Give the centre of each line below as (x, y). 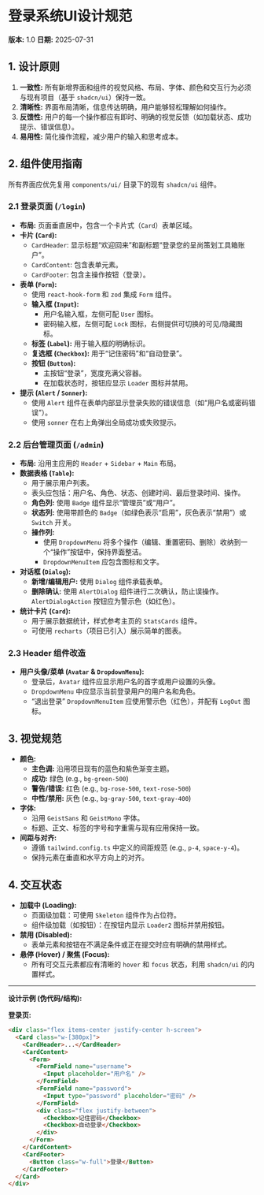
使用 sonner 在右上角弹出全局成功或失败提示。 (106, 422)
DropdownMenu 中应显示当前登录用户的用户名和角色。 (115, 691)
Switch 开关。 (53, 523)
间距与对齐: (38, 838)
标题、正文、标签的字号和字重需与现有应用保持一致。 (117, 828)
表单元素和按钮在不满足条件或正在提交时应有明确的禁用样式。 (131, 945)
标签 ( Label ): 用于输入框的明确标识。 (90, 343)
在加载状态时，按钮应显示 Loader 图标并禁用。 (117, 382)
